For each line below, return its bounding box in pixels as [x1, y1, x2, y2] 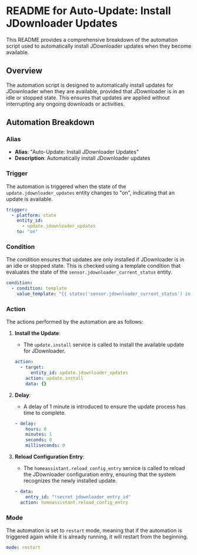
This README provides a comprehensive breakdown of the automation [6, 36, 178, 43]
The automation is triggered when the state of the [6, 183, 126, 190]
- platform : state [11, 212, 57, 218]
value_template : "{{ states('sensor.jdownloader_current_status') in [16, 291, 191, 297]
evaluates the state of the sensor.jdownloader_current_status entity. [6, 268, 172, 275]
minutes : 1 [25, 432, 52, 438]
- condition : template [11, 285, 67, 291]
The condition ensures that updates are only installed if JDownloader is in [6, 256, 185, 263]
